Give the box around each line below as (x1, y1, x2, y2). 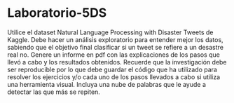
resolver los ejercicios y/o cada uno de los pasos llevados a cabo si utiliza (7, 72, 221, 81)
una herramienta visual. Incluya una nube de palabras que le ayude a (7, 80, 207, 88)
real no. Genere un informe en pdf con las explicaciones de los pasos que (7, 50, 221, 59)
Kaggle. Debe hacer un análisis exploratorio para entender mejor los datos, (7, 35, 223, 43)
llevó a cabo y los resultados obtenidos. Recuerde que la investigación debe (7, 57, 227, 66)
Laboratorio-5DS (7, 5, 107, 21)
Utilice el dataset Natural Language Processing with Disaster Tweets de (7, 28, 214, 36)
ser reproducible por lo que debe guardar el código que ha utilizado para (7, 65, 217, 74)
